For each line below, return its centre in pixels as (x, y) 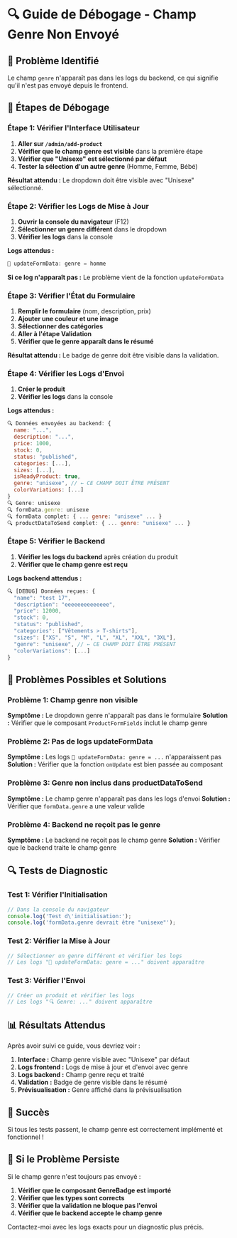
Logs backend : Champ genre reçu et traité (81, 1075)
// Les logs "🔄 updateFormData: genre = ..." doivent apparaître (106, 962)
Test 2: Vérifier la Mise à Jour (59, 941)
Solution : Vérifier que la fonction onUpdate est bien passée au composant (115, 764)
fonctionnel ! (26, 1137)
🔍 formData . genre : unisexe (48, 510)
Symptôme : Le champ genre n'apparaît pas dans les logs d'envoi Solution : (119, 799)
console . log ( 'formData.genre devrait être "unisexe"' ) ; (92, 923)
